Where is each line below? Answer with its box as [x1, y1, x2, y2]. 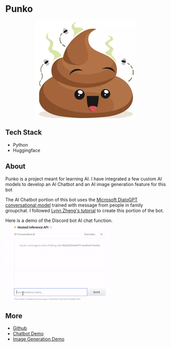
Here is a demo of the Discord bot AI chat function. [5, 217, 113, 223]
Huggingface [12, 147, 40, 153]
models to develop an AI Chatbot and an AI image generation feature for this [5, 181, 166, 187]
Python [12, 141, 28, 148]
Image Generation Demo [12, 336, 65, 342]
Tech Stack [5, 128, 42, 137]
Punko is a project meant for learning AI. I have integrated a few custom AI [5, 175, 162, 182]
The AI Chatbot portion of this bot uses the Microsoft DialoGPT [5, 196, 138, 202]
